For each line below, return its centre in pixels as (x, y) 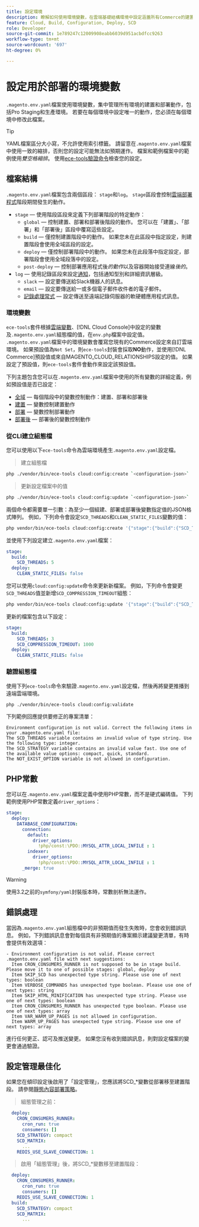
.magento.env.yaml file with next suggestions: (66, 959)
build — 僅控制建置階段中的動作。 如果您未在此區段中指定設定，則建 (108, 237)
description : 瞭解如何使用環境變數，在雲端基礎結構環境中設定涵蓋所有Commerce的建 (98, 17)
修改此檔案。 (32, 119)
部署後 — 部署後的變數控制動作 (52, 419)
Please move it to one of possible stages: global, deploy (81, 970)
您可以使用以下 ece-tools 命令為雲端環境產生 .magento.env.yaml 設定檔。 (93, 450)
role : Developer (26, 28)
